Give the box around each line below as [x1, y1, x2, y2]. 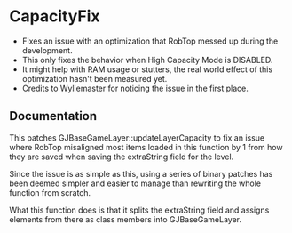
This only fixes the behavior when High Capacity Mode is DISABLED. [21, 54, 273, 65]
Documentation [9, 108, 98, 124]
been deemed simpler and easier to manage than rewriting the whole [9, 178, 262, 189]
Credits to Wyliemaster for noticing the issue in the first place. [21, 83, 249, 93]
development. [21, 44, 73, 55]
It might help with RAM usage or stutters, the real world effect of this [21, 64, 273, 75]
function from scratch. [9, 187, 91, 197]
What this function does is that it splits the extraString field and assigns [9, 205, 270, 215]
